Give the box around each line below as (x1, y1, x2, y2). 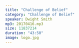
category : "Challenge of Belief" (5, 12, 75, 17)
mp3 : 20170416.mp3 (5, 21, 43, 26)
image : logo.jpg (5, 35, 39, 40)
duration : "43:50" (5, 30, 43, 35)
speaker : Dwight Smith (5, 16, 52, 21)
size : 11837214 (5, 26, 37, 31)
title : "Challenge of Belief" (5, 7, 68, 12)
